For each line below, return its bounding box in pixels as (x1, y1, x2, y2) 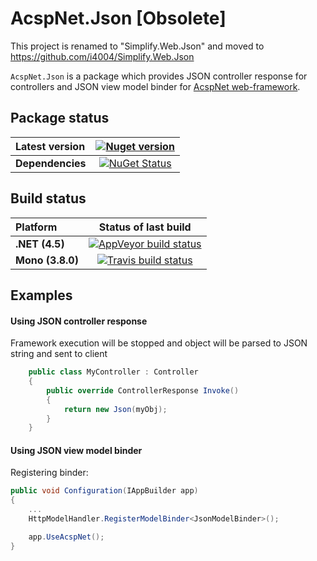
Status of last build (98, 220, 192, 234)
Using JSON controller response (10, 315, 148, 327)
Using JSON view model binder (10, 444, 143, 456)
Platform (15, 220, 58, 234)
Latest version (15, 139, 86, 153)
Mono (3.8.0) (15, 253, 79, 267)
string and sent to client (10, 348, 108, 360)
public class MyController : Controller (28, 367, 199, 377)
